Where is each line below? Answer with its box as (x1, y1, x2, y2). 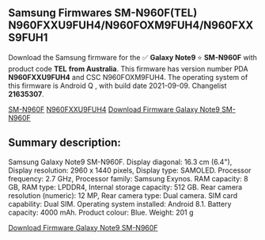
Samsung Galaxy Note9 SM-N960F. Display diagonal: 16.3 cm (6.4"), (8, 157, 233, 166)
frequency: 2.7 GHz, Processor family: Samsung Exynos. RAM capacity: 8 (8, 173, 248, 183)
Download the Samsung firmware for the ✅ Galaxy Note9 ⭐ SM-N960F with (8, 52, 257, 62)
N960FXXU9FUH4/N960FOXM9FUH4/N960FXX (8, 19, 254, 32)
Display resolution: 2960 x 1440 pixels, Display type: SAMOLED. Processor (8, 166, 252, 175)
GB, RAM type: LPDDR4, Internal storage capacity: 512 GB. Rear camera (8, 182, 243, 192)
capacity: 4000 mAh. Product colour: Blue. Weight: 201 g (8, 208, 194, 217)
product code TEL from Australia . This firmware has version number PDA (8, 63, 248, 74)
